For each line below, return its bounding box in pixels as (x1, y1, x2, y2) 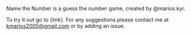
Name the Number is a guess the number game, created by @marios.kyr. (6, 5, 186, 12)
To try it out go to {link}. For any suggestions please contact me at (6, 16, 169, 23)
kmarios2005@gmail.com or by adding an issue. (6, 23, 125, 29)
